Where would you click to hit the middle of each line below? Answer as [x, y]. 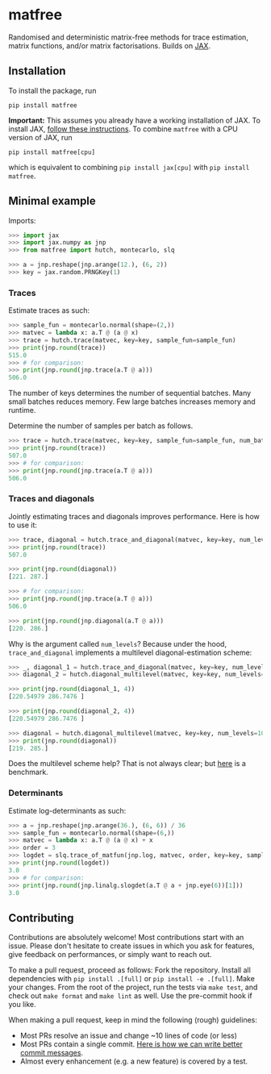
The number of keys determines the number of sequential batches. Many [130, 393]
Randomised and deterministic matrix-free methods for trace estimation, [128, 37]
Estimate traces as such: [49, 310]
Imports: [22, 220]
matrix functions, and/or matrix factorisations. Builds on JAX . [110, 45]
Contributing [41, 918]
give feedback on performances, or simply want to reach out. [110, 955]
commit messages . [51, 1053]
